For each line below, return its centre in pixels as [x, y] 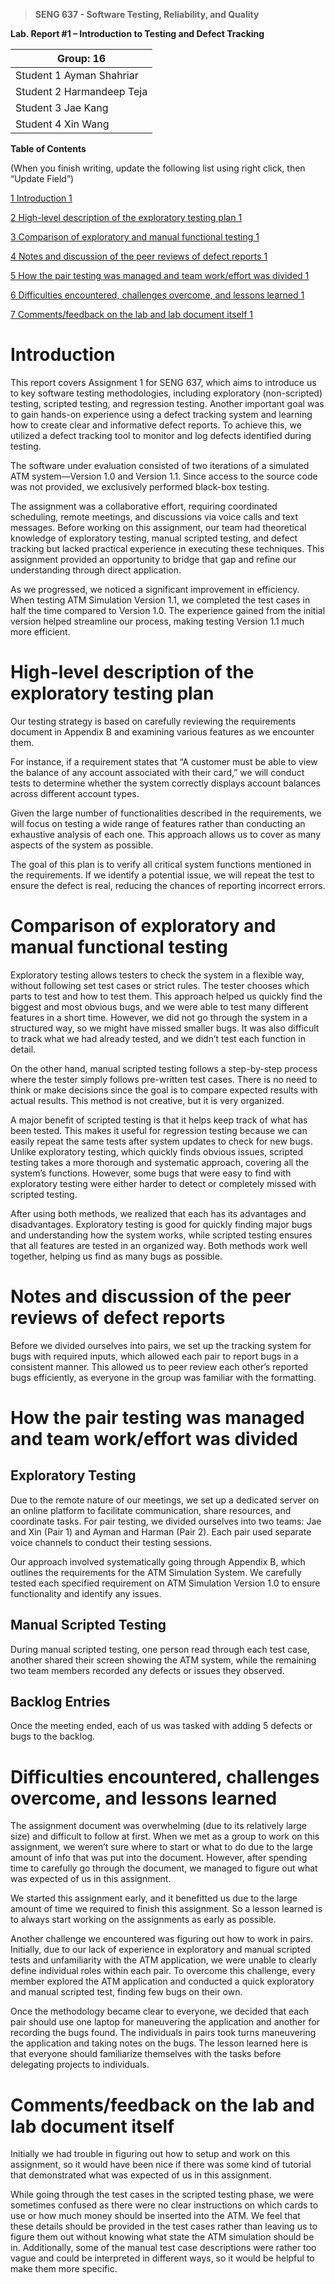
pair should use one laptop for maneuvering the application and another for [165, 2022]
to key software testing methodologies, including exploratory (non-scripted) [166, 393]
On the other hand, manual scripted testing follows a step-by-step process [164, 1068]
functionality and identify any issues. [86, 1593]
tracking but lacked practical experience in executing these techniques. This [167, 548]
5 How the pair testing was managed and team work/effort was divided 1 [160, 275]
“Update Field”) [42, 178]
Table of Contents [48, 148]
